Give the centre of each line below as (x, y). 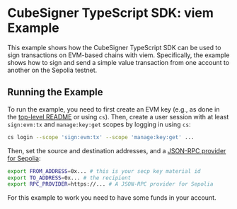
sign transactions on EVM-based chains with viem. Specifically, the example (118, 55)
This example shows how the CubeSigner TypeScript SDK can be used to (114, 47)
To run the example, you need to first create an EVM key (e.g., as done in (114, 109)
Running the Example (56, 92)
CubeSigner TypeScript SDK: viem (111, 13)
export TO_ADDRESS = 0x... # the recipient (69, 178)
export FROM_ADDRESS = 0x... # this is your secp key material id (104, 171)
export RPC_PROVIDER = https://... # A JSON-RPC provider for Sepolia (110, 184)
